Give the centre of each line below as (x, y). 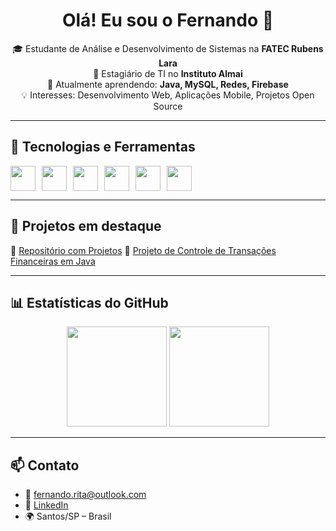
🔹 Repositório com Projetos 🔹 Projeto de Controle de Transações (143, 250)
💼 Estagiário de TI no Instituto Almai (168, 73)
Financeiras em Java (53, 261)
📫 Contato (45, 465)
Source (168, 106)
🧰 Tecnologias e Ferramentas (103, 147)
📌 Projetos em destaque (86, 226)
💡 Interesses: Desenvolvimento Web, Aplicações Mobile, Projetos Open (168, 95)
